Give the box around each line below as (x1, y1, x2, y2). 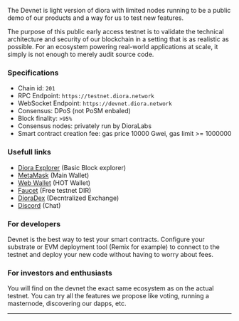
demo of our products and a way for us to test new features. (7, 14, 184, 22)
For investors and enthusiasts (7, 268, 112, 278)
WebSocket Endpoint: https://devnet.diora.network (17, 99, 172, 107)
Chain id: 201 (17, 84, 55, 93)
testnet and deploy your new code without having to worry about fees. (7, 250, 214, 258)
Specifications (7, 68, 59, 78)
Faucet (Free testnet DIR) (17, 186, 92, 194)
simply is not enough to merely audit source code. (7, 50, 154, 58)
